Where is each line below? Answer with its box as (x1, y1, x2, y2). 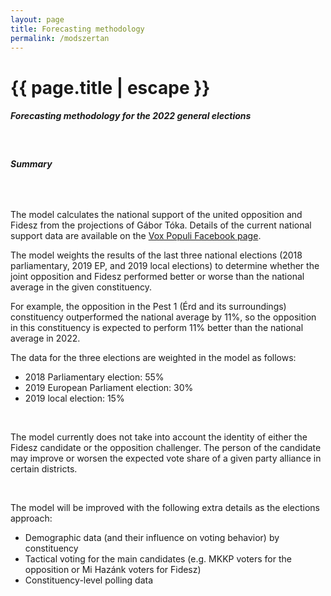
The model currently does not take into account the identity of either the (10, 431, 308, 443)
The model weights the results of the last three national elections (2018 (10, 249, 303, 261)
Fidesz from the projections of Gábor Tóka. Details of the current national (10, 219, 312, 231)
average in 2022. (10, 332, 81, 344)
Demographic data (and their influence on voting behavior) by (24, 531, 280, 543)
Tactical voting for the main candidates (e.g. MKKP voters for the (24, 552, 292, 565)
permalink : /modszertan (10, 33, 110, 43)
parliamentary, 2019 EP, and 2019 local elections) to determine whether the (10, 259, 320, 271)
